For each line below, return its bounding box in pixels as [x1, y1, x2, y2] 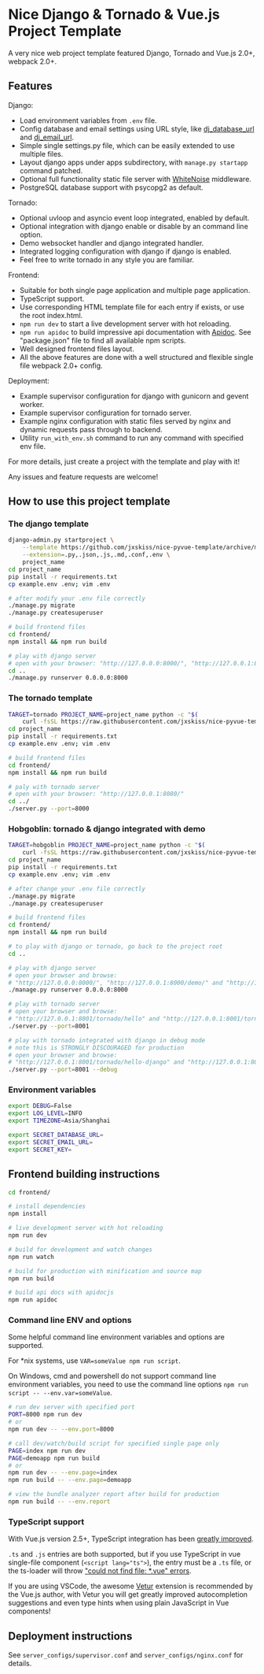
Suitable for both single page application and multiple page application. [19, 285, 251, 294]
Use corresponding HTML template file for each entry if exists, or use [19, 302, 245, 312]
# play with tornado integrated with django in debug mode [8, 1036, 206, 1044]
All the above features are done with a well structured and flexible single [19, 352, 254, 361]
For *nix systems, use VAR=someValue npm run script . [8, 1356, 181, 1365]
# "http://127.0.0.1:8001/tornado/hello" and [8, 1015, 159, 1023]
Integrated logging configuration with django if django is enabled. [19, 246, 232, 256]
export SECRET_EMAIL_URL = [8, 1138, 93, 1146]
